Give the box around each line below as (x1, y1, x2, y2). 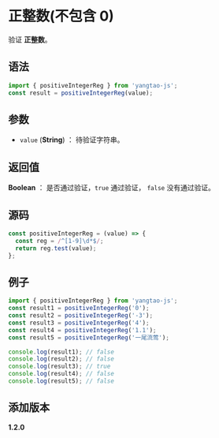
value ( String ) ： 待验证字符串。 (19, 135, 124, 144)
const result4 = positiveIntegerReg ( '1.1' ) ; (8, 326, 157, 334)
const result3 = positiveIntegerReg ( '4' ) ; (8, 319, 150, 327)
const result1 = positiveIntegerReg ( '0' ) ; (8, 305, 150, 313)
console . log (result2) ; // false (8, 355, 114, 363)
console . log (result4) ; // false (8, 370, 114, 378)
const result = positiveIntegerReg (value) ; (8, 88, 154, 97)
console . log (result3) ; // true (8, 362, 111, 371)
